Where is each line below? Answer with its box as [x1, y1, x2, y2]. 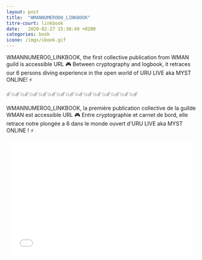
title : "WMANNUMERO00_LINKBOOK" [6, 15, 91, 21]
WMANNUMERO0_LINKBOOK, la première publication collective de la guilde [6, 104, 196, 112]
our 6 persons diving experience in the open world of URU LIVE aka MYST [6, 69, 192, 76]
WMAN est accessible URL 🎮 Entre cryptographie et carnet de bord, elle [6, 112, 189, 118]
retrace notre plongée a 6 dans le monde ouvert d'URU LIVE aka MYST [6, 120, 183, 127]
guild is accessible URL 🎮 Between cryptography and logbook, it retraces [6, 61, 191, 67]
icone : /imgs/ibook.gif [6, 37, 67, 43]
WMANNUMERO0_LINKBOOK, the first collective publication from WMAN [6, 54, 189, 61]
